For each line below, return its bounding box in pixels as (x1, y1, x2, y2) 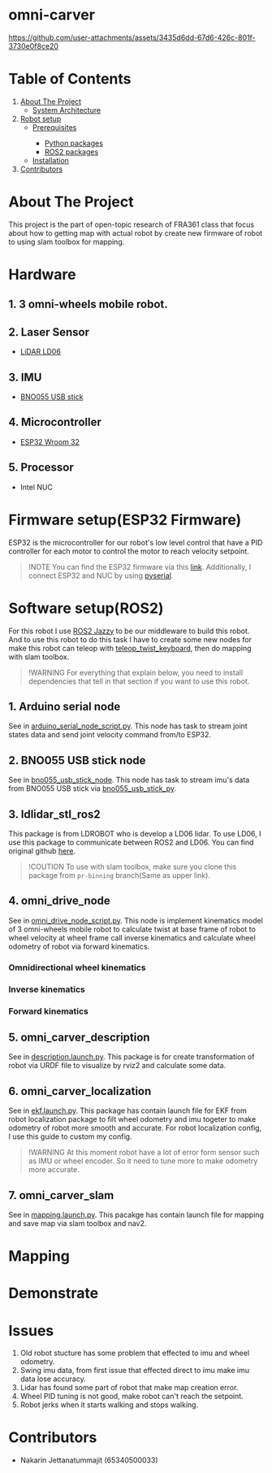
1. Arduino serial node (8, 699, 121, 713)
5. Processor (8, 461, 75, 475)
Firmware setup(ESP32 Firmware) (8, 511, 242, 529)
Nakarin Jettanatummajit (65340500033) (19, 1455, 158, 1465)
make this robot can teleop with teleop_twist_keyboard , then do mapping (8, 643, 252, 653)
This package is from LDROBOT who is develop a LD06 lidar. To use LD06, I (8, 828, 261, 838)
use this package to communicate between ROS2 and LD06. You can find (8, 837, 254, 847)
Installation (32, 155, 69, 165)
